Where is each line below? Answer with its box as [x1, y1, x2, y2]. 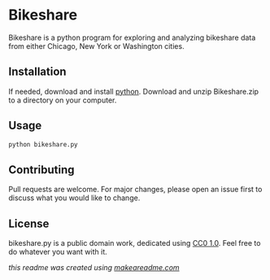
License [8, 217, 50, 230]
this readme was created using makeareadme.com [8, 263, 181, 273]
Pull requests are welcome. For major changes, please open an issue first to [8, 185, 263, 195]
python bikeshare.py [8, 140, 79, 148]
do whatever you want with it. [8, 247, 107, 257]
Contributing [8, 163, 75, 177]
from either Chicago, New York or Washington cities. [8, 41, 185, 50]
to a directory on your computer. [8, 95, 117, 105]
